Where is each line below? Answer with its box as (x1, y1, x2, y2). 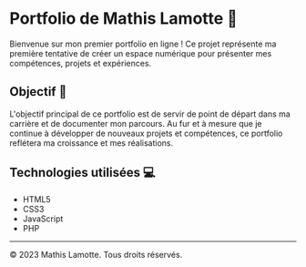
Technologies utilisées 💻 (9, 165, 156, 180)
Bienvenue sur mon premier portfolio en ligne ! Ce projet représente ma (9, 38, 277, 49)
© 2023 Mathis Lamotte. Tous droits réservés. (9, 249, 183, 260)
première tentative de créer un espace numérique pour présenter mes (9, 47, 272, 58)
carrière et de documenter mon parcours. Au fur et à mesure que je (9, 118, 262, 128)
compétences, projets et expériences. (9, 57, 152, 68)
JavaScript (22, 213, 64, 224)
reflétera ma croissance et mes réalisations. (9, 137, 174, 149)
